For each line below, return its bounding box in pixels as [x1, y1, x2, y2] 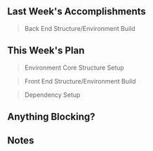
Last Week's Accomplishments [7, 6, 146, 18]
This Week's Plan [7, 45, 85, 57]
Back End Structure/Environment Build [24, 24, 135, 32]
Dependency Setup [24, 91, 81, 99]
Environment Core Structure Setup [24, 63, 124, 72]
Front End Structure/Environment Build [24, 77, 136, 85]
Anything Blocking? [7, 111, 96, 123]
